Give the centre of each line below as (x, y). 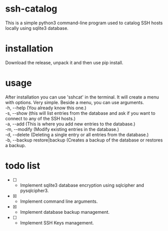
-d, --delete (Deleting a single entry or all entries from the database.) (77, 134)
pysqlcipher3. (34, 191)
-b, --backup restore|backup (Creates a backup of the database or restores (84, 140)
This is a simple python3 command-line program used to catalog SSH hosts (84, 23)
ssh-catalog (31, 9)
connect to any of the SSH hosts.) (40, 118)
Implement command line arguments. (59, 201)
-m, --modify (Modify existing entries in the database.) (62, 129)
